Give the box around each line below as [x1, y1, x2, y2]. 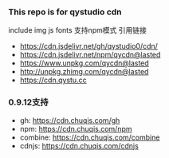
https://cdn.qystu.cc [19, 75, 87, 85]
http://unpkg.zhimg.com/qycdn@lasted [19, 67, 149, 77]
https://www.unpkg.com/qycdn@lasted [19, 58, 149, 68]
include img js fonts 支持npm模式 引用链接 [8, 26, 147, 35]
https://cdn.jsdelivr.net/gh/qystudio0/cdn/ [19, 41, 158, 51]
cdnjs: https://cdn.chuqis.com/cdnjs [19, 140, 140, 150]
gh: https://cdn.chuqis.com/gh [19, 115, 120, 125]
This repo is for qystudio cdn [8, 6, 122, 18]
